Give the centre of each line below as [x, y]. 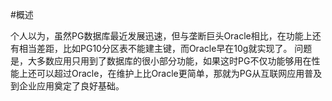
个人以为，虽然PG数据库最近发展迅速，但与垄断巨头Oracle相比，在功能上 [161, 36]
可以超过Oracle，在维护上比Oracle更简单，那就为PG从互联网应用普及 [179, 73]
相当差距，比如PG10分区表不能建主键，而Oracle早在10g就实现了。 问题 [165, 48]
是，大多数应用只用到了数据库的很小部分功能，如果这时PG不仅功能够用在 [161, 61]
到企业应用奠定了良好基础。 [67, 86]
